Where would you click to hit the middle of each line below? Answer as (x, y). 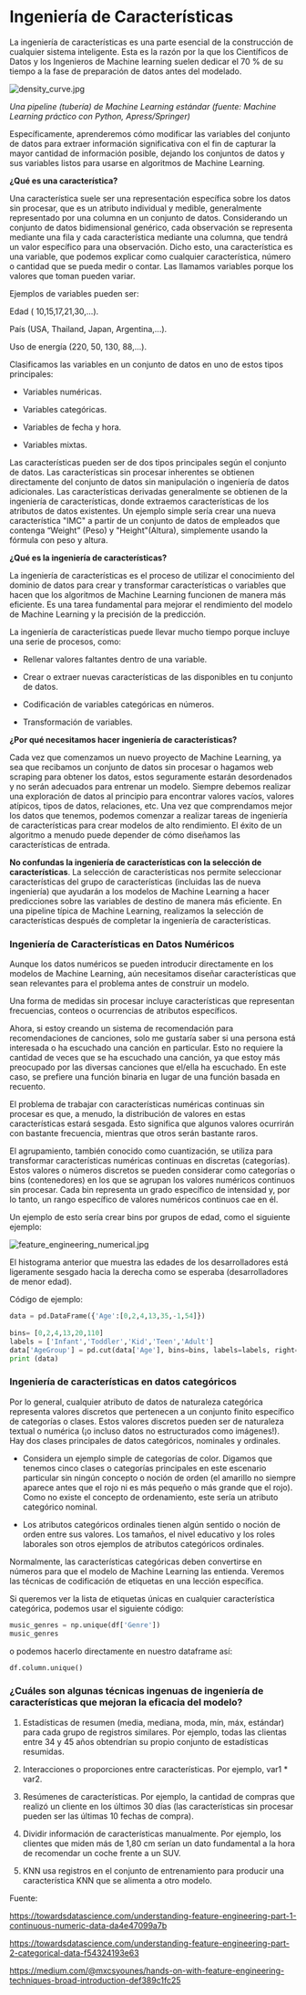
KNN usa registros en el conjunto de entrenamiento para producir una (153, 1870)
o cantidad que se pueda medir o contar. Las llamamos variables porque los (152, 266)
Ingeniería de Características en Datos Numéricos (122, 944)
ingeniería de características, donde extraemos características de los (139, 501)
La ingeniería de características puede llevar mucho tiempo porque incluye (150, 632)
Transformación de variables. (78, 722)
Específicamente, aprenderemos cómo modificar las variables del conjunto (150, 133)
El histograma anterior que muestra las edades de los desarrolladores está (149, 1262)
